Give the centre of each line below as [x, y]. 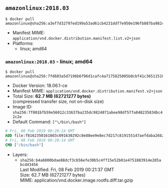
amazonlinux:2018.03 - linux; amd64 [49, 61]
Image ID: [22, 107]
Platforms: [23, 43]
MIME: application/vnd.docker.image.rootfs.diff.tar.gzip [76, 180]
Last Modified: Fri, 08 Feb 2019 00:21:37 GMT [67, 169]
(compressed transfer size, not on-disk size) [58, 101]
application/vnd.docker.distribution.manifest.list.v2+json [76, 38]
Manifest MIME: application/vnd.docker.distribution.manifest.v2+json [87, 91]
